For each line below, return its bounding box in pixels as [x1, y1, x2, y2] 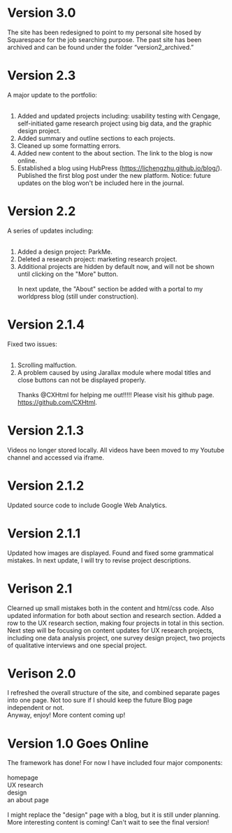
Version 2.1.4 [7, 317, 85, 332]
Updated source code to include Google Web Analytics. [7, 501, 168, 509]
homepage [7, 773, 38, 782]
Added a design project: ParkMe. [17, 247, 113, 256]
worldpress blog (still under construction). [17, 292, 138, 301]
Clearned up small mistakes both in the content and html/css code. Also [7, 604, 215, 612]
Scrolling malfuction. [17, 361, 77, 369]
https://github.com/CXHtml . [17, 398, 98, 406]
